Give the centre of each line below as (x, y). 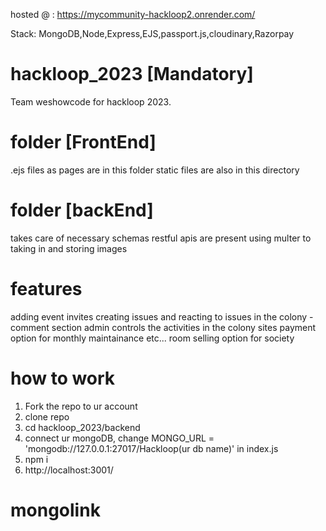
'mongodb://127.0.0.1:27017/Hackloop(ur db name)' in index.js (151, 448)
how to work (63, 378)
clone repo (47, 416)
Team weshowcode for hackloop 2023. (91, 101)
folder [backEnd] (82, 210)
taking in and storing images (69, 248)
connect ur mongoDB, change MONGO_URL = (119, 438)
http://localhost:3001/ (69, 470)
